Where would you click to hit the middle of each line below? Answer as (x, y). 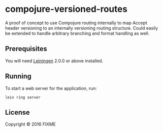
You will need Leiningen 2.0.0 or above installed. (54, 61)
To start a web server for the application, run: (51, 88)
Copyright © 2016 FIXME (31, 124)
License (17, 112)
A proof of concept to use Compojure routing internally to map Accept (76, 23)
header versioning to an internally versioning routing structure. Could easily (82, 28)
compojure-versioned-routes (66, 9)
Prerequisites (26, 49)
